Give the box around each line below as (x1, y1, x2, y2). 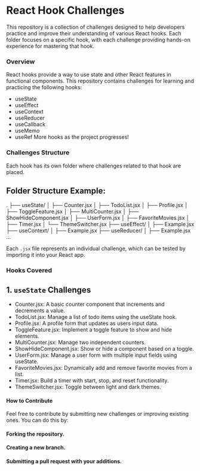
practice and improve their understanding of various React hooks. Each (6, 29, 181, 37)
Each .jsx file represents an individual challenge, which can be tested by (6, 245, 186, 252)
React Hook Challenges (6, 4, 125, 17)
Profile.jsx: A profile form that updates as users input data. (14, 320, 159, 327)
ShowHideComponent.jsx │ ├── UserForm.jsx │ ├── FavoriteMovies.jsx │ (6, 214, 190, 221)
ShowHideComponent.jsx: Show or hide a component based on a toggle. (14, 345, 194, 353)
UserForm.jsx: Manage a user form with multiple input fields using (14, 351, 177, 359)
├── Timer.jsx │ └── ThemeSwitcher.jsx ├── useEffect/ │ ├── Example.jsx (6, 221, 195, 228)
